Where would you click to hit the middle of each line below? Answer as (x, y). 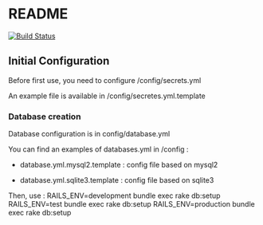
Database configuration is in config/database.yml (89, 134)
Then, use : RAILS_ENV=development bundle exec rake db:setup (114, 195)
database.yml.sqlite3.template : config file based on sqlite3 (117, 180)
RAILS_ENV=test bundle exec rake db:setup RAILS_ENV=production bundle (131, 204)
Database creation (45, 116)
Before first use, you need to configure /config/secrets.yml (105, 80)
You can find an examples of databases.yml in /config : (98, 149)
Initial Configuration (59, 61)
